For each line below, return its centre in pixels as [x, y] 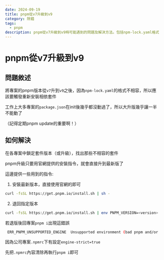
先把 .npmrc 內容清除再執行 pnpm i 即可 [42, 252]
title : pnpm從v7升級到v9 [29, 14]
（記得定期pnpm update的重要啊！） [42, 123]
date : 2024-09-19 [23, 10]
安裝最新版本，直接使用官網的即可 [46, 184]
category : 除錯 [20, 19]
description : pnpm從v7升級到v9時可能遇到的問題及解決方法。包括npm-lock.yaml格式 [82, 32]
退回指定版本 [25, 203]
